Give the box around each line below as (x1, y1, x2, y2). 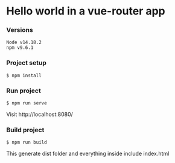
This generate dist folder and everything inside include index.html (6, 150, 170, 158)
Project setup (6, 59, 46, 67)
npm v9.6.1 (6, 45, 34, 51)
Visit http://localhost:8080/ (6, 110, 74, 118)
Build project (6, 126, 45, 134)
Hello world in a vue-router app (6, 4, 165, 18)
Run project (6, 86, 41, 95)
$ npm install (6, 72, 42, 78)
